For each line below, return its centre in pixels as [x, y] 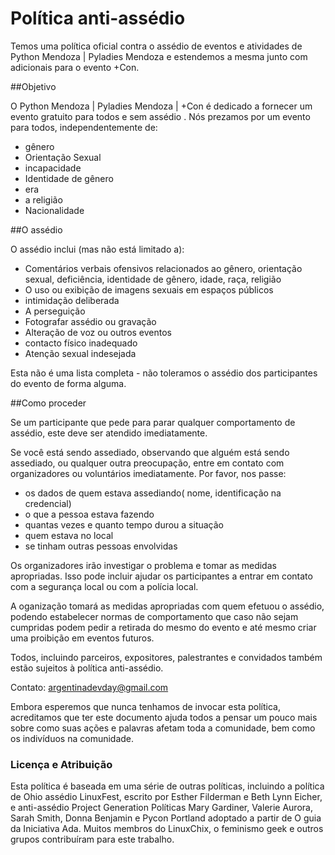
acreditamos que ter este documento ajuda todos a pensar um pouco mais [164, 717]
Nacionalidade [54, 210]
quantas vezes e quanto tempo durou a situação [124, 524]
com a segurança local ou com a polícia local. [104, 586]
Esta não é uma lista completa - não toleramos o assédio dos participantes [164, 373]
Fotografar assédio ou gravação [90, 321]
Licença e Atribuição [61, 764]
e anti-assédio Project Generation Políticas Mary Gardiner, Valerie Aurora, [161, 808]
